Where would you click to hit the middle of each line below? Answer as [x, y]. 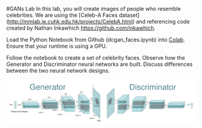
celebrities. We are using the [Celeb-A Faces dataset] [73, 15]
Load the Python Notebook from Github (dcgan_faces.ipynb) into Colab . [96, 40]
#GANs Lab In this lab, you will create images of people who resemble [94, 9]
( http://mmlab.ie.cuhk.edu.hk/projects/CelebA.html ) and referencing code [98, 21]
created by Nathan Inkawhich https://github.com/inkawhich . [81, 28]
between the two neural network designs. [58, 71]
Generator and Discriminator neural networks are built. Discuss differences [99, 64]
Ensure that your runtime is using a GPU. [57, 46]
